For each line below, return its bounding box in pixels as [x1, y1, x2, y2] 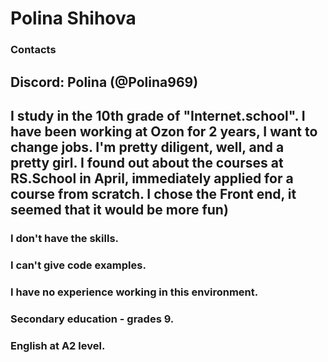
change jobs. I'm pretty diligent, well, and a [10, 138, 285, 156]
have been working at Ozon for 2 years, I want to [10, 123, 318, 140]
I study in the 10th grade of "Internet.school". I [10, 107, 306, 124]
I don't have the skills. [10, 231, 120, 245]
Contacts [10, 43, 57, 57]
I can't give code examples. [10, 258, 147, 272]
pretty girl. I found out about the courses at [10, 154, 284, 171]
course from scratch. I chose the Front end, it [10, 185, 297, 202]
